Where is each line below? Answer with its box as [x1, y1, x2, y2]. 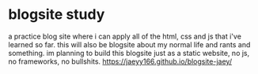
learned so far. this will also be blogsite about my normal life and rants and [8, 39, 251, 49]
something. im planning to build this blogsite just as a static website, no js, [8, 48, 250, 57]
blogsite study [8, 6, 105, 24]
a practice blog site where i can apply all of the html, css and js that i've [8, 31, 241, 41]
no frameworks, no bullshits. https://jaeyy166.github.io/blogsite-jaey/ [8, 57, 232, 66]
